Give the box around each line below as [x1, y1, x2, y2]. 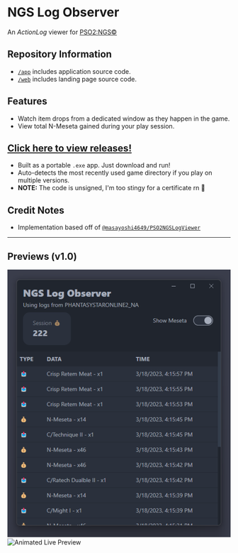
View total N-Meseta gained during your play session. [17, 121, 175, 130]
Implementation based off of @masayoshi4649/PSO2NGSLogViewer [17, 223, 200, 231]
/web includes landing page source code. [17, 75, 137, 83]
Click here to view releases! [7, 142, 132, 154]
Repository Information [7, 48, 112, 60]
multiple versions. [17, 176, 69, 185]
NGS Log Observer [7, 4, 120, 21]
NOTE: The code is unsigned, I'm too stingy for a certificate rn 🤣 [17, 184, 205, 192]
